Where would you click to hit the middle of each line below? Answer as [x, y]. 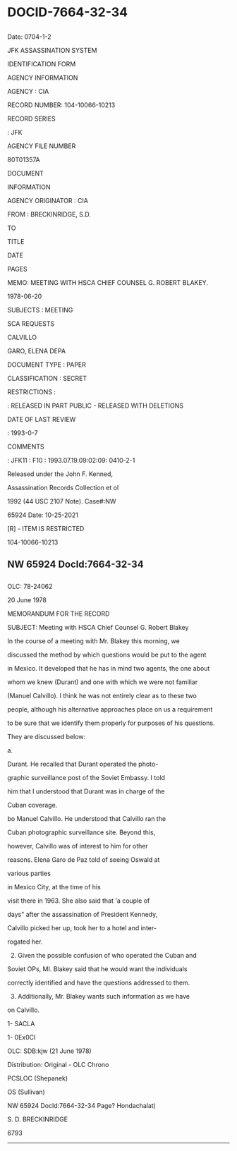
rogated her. [25, 942]
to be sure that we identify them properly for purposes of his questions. [111, 723]
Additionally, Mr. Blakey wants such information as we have [104, 997]
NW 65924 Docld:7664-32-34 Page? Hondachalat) [82, 1106]
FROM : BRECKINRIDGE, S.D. [49, 214]
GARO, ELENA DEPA [36, 351]
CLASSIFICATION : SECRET [47, 378]
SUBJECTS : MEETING [40, 310]
